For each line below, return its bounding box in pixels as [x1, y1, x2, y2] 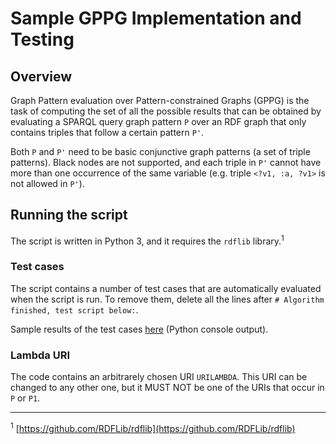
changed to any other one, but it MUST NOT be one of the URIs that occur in [10, 382, 325, 394]
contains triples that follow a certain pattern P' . [10, 127, 205, 138]
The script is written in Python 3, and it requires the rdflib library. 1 [10, 233, 285, 247]
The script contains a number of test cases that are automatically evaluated [10, 282, 322, 294]
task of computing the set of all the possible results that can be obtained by [10, 105, 322, 117]
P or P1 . [10, 392, 41, 404]
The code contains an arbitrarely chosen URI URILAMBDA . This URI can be [10, 371, 308, 383]
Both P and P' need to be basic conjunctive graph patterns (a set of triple [10, 146, 311, 157]
